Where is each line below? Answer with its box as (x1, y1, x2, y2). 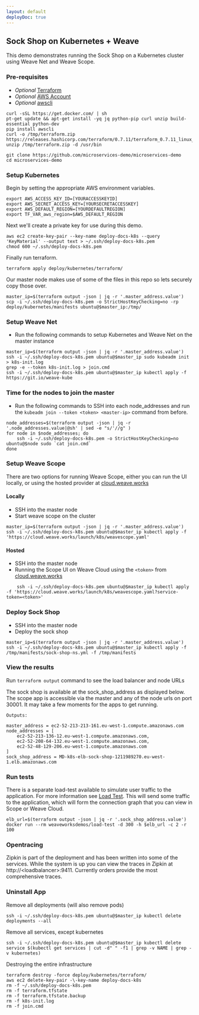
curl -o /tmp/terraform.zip (6, 131, 76, 137)
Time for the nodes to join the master (6, 389, 115, 397)
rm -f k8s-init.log (6, 998, 54, 1004)
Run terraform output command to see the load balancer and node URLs (6, 676, 185, 684)
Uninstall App (6, 888, 46, 896)
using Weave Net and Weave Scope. (6, 58, 95, 65)
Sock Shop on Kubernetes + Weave (6, 36, 139, 46)
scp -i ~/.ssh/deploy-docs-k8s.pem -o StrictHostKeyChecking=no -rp (6, 299, 179, 305)
